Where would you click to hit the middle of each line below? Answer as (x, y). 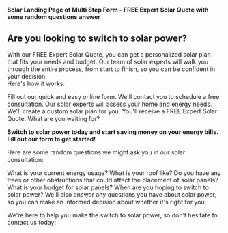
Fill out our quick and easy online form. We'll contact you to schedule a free (113, 97)
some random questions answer (54, 16)
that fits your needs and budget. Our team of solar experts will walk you (108, 62)
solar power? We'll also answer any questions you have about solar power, (112, 195)
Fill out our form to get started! (52, 139)
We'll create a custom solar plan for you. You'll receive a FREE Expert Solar (112, 111)
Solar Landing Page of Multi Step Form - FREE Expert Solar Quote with (108, 10)
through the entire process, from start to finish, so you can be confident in (111, 69)
